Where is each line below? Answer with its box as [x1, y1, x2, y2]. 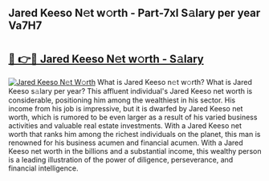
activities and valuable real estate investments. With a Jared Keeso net [8, 121, 243, 131]
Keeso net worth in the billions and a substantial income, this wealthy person [8, 147, 262, 155]
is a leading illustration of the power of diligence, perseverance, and [8, 155, 234, 164]
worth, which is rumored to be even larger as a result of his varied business [8, 112, 258, 122]
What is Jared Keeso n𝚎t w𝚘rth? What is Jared [97, 78, 253, 86]
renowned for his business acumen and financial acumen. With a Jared [8, 138, 243, 147]
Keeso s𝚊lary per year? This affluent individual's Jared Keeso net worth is [8, 86, 253, 95]
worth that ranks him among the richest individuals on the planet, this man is [8, 130, 261, 139]
